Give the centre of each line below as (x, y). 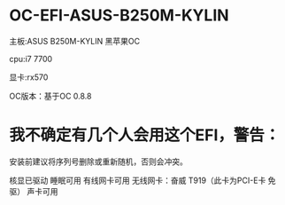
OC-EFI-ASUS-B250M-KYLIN (119, 16)
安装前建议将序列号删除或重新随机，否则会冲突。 (98, 162)
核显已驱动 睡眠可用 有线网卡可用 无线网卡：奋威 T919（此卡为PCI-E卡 (138, 180)
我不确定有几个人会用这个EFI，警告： (145, 135)
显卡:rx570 (29, 77)
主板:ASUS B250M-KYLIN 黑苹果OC (74, 41)
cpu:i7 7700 (31, 59)
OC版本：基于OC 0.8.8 (50, 96)
